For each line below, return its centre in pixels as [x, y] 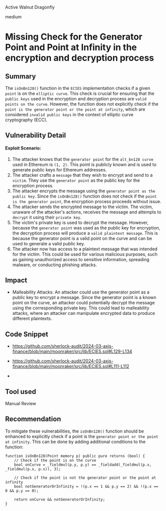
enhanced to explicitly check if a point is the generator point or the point [82, 436]
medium [13, 17]
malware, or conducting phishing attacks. [55, 265]
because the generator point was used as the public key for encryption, [86, 227]
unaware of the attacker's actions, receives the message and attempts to [87, 212]
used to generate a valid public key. [49, 243]
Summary [21, 76]
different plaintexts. [32, 319]
